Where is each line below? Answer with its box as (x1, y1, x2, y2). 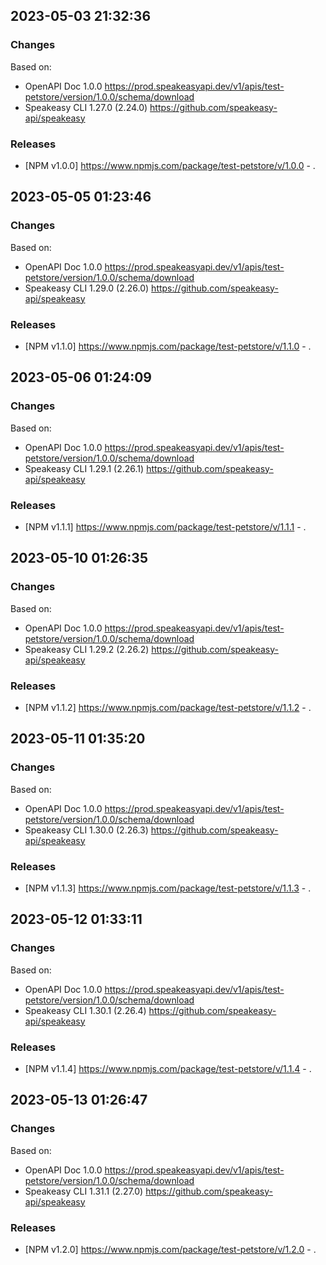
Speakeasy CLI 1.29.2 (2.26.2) (24, 643, 150, 655)
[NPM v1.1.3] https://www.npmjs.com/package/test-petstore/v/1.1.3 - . (24, 882, 312, 894)
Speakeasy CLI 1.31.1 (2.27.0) (24, 1185, 144, 1197)
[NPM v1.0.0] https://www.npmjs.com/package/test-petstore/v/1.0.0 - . (24, 159, 316, 171)
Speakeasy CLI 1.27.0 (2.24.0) (24, 101, 148, 113)
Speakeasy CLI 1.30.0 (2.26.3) (24, 824, 149, 836)
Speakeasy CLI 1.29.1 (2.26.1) (24, 462, 145, 474)
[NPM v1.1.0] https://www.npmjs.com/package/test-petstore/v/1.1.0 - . (24, 340, 312, 352)
